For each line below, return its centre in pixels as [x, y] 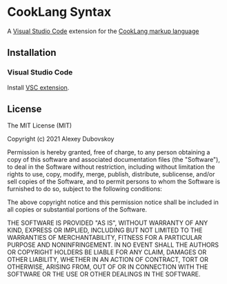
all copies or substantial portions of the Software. [77, 210]
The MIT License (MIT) [40, 125]
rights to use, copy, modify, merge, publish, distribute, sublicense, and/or [111, 174]
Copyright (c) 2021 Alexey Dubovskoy [61, 139]
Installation [32, 53]
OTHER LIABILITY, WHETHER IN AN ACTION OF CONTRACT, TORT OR [108, 260]
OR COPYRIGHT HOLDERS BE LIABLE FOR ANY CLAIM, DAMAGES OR [107, 252]
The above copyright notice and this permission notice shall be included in [113, 202]
